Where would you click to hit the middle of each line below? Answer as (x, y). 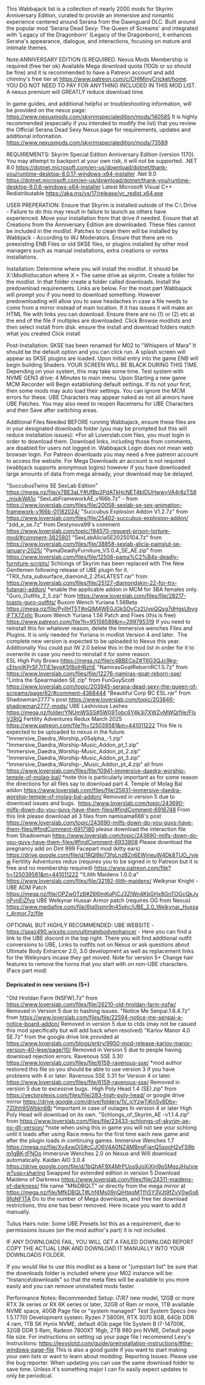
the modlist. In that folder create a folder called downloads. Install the (93, 282)
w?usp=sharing (26, 1173)
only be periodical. (30, 1376)
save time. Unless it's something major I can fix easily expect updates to (97, 1369)
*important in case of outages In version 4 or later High (123, 1108)
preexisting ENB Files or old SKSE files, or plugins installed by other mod (97, 244)
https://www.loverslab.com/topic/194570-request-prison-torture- (88, 531)
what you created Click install (43, 334)
